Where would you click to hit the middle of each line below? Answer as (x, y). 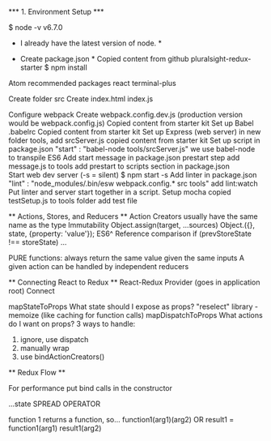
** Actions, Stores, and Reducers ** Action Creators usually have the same (133, 216)
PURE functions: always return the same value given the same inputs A (127, 258)
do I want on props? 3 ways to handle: (72, 324)
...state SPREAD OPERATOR (55, 404)
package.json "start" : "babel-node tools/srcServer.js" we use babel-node (132, 149)
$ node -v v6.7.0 (36, 27)
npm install (69, 67)
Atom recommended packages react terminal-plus (92, 83)
